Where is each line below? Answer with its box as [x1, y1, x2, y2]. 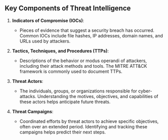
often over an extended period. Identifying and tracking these [19, 123, 147, 129]
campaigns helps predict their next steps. [19, 129, 106, 135]
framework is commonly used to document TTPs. [19, 68, 123, 74]
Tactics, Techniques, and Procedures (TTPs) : [12, 48, 109, 54]
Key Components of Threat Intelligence [5, 4, 131, 13]
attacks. [19, 93, 36, 99]
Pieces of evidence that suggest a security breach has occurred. [19, 27, 154, 33]
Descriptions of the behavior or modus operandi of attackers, [19, 58, 147, 64]
